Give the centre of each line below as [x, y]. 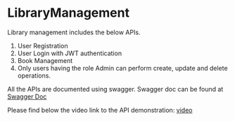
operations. [34, 76]
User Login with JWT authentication [69, 53]
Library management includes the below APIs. [74, 32]
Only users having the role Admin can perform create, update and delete [122, 68]
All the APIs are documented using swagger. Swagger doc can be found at [115, 89]
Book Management [45, 60]
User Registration [43, 45]
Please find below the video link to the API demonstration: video [100, 110]
